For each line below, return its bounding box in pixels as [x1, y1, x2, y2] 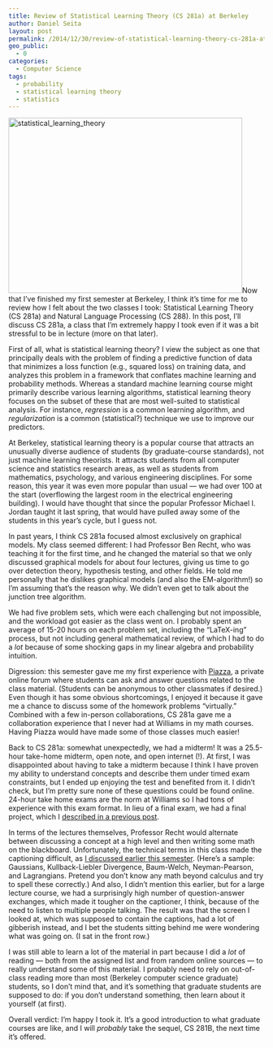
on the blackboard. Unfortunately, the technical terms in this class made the [8, 845, 262, 854]
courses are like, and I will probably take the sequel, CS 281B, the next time [8, 1024, 261, 1033]
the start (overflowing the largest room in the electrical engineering [8, 489, 233, 500]
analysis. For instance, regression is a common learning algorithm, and [8, 405, 245, 415]
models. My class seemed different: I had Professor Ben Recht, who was [8, 540, 251, 550]
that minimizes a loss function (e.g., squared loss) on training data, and [8, 362, 246, 372]
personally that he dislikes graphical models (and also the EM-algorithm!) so [8, 575, 263, 585]
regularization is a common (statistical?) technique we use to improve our [8, 414, 254, 424]
